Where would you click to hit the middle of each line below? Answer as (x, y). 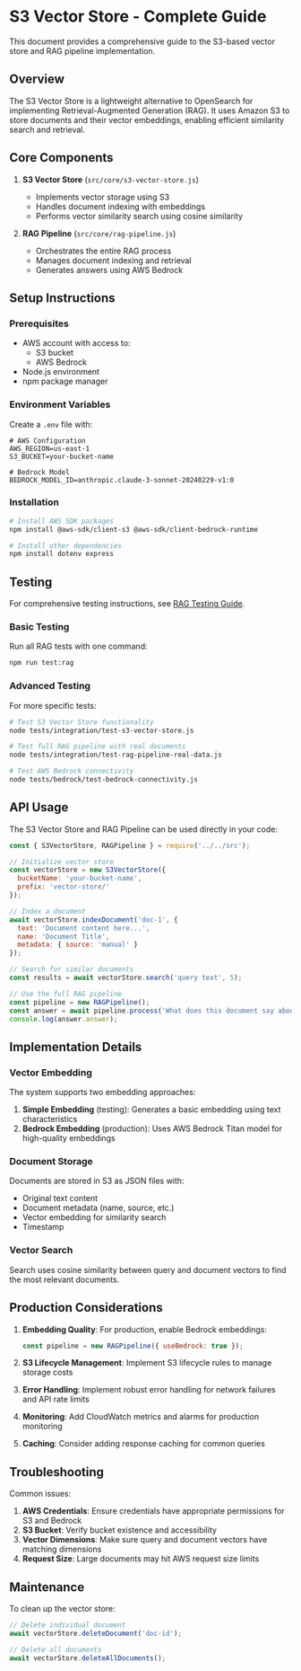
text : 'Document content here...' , (84, 928)
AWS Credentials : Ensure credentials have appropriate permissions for (153, 1511)
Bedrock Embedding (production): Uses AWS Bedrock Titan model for (152, 1128)
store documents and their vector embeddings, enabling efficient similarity (147, 119)
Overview (37, 80)
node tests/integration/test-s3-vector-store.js (102, 730)
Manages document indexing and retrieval (113, 260)
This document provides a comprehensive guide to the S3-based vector (142, 41)
